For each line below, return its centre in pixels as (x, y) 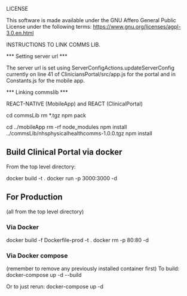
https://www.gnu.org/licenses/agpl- (137, 27)
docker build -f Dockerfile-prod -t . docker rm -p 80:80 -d (78, 240)
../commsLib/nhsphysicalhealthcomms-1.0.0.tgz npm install (79, 133)
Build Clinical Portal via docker (64, 152)
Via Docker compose (37, 255)
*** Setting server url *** (37, 56)
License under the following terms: (49, 27)
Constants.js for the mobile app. (46, 81)
